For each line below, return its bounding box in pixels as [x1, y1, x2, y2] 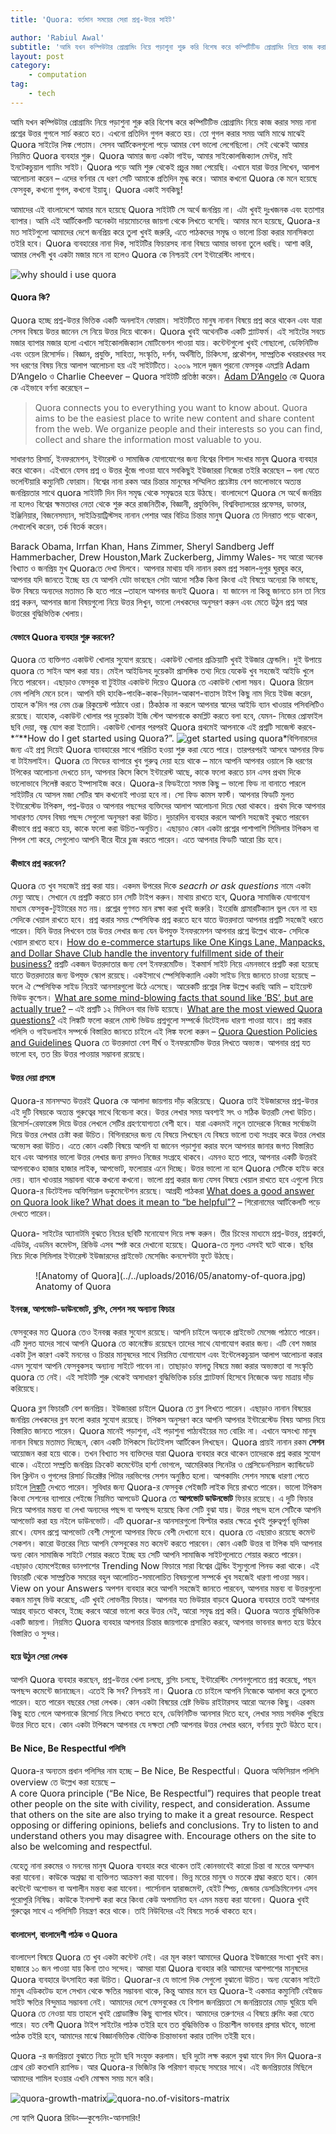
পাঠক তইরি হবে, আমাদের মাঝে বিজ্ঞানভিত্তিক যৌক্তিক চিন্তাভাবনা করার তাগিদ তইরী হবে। [10, 2030, 257, 2042]
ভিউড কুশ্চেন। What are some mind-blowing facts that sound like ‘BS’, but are [10, 992, 314, 1004]
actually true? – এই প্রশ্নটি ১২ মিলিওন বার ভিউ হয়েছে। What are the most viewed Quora [10, 1003, 323, 1015]
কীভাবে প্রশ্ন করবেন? [10, 857, 67, 869]
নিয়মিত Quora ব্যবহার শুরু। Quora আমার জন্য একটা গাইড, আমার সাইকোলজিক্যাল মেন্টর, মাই [10, 149, 293, 161]
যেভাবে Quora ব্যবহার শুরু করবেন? [10, 631, 116, 643]
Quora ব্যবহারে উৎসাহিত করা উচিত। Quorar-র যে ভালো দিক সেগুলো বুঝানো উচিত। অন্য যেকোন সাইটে [10, 1974, 321, 1986]
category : [10, 61, 52, 71]
